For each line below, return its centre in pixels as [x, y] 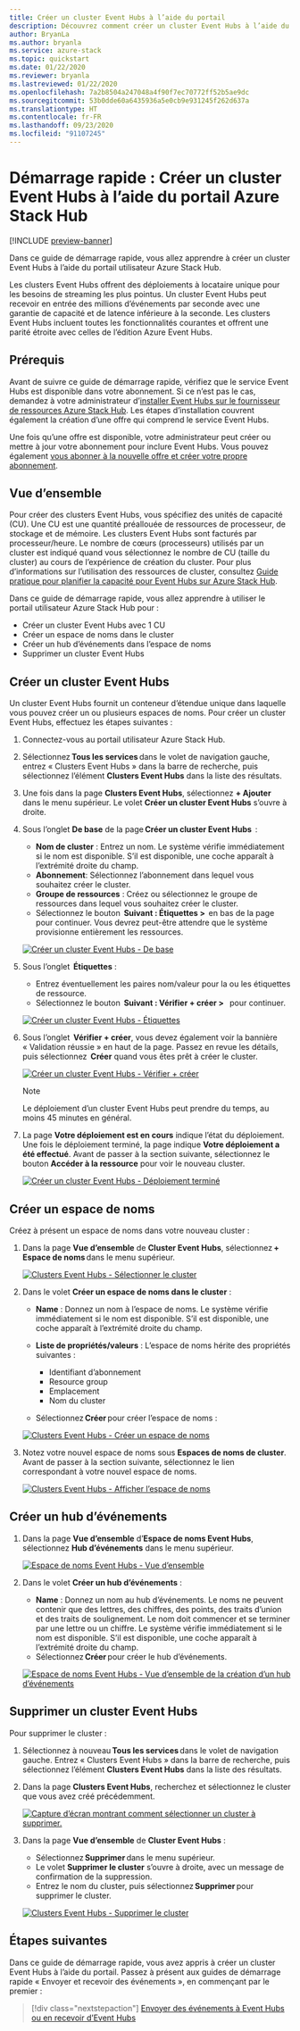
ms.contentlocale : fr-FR [55, 117]
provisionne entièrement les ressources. [109, 932]
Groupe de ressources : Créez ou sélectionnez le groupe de [146, 895]
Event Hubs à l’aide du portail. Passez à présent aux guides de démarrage [145, 1972]
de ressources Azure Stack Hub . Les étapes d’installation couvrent [132, 410]
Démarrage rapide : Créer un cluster [146, 178]
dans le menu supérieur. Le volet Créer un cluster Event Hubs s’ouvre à [154, 803]
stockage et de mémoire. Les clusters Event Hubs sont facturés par [133, 534]
